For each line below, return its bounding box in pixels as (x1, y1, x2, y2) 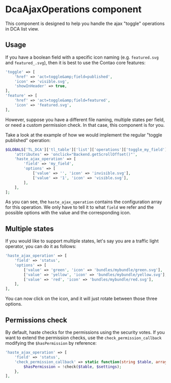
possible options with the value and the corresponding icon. (5, 210, 131, 216)
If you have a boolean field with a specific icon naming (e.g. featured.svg (5, 54, 159, 60)
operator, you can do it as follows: (5, 243, 76, 250)
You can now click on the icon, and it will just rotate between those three (5, 295, 158, 302)
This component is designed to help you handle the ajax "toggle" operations (5, 20, 165, 26)
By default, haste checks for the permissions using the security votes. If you (5, 330, 165, 335)
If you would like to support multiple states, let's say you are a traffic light (5, 238, 159, 244)
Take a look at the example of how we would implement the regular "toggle (5, 131, 162, 138)
